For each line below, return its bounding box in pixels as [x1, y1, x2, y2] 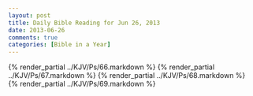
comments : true [8, 33, 58, 42]
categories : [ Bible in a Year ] [8, 41, 111, 49]
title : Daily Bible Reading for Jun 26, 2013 [8, 19, 160, 27]
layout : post [8, 11, 51, 20]
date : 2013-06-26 [8, 26, 65, 34]
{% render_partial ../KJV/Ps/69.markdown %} [8, 79, 156, 89]
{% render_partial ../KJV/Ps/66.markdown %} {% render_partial [8, 62, 215, 72]
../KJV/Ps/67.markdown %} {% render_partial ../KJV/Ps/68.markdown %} [8, 71, 246, 80]
